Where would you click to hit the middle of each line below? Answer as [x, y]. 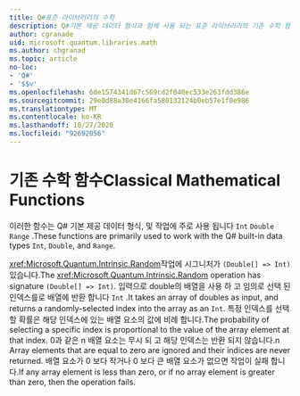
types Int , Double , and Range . [62, 245]
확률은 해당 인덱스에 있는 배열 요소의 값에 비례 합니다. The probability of [144, 319]
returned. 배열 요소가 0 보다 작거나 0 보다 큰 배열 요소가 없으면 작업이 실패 [139, 360]
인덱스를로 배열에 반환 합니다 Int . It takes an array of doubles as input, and [144, 297]
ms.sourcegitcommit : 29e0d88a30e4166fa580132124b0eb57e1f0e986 [129, 100]
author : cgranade [42, 34]
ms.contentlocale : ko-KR [55, 117]
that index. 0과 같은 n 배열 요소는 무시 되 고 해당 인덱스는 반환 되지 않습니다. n [145, 340]
